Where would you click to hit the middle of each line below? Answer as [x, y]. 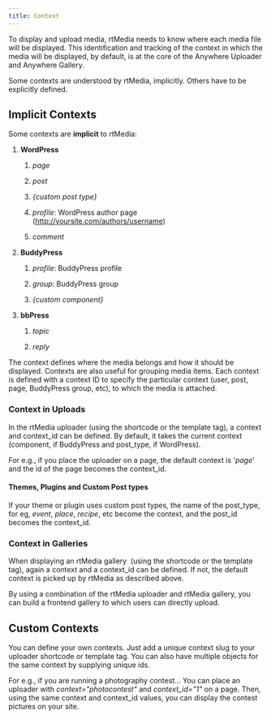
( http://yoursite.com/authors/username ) [99, 221]
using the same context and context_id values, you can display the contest [133, 698]
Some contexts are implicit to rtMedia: [73, 134]
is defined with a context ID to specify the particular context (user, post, [129, 380]
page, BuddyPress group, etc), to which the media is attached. [113, 388]
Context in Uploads [47, 409]
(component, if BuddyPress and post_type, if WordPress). [105, 444]
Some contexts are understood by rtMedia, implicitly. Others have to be [127, 80]
